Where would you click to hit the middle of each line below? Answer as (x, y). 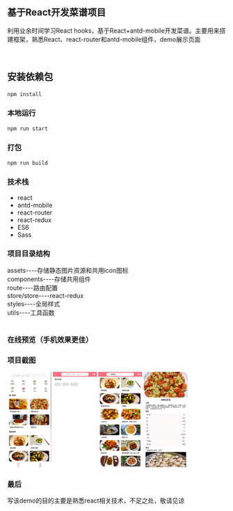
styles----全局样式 (34, 304)
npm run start (28, 128)
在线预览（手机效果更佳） (50, 340)
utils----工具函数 (31, 313)
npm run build (28, 163)
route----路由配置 (33, 288)
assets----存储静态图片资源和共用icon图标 (68, 270)
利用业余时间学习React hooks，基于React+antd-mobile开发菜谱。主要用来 (113, 31)
